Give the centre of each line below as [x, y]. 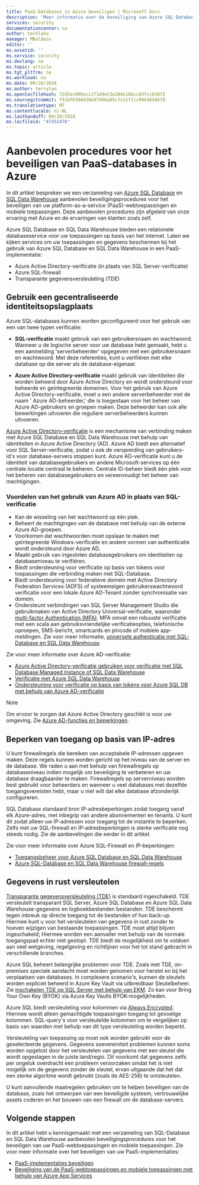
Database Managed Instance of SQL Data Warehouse [80, 672]
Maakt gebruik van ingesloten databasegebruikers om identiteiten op [99, 555]
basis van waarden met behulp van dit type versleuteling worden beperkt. [96, 1026]
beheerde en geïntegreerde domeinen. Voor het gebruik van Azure [96, 388]
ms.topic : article [29, 67]
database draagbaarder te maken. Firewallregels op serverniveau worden [96, 778]
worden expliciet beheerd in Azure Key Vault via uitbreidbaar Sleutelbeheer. [98, 983]
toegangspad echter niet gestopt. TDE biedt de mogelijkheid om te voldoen [98, 940]
